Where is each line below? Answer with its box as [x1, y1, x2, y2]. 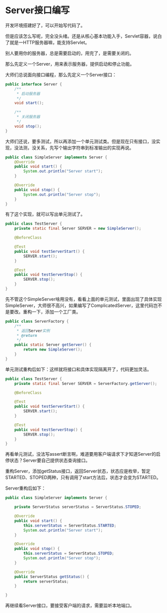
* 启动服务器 [16, 91, 40, 96]
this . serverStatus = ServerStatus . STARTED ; [23, 523, 116, 528]
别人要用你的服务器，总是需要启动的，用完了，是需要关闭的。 [5, 50, 134, 56]
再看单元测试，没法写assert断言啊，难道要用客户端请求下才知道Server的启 [5, 451, 161, 457]
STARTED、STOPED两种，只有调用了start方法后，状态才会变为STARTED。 [5, 474, 161, 480]
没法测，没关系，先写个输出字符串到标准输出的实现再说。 [14, 145, 134, 151]
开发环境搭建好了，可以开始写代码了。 [5, 22, 85, 28]
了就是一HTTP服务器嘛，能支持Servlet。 [5, 39, 90, 46]
